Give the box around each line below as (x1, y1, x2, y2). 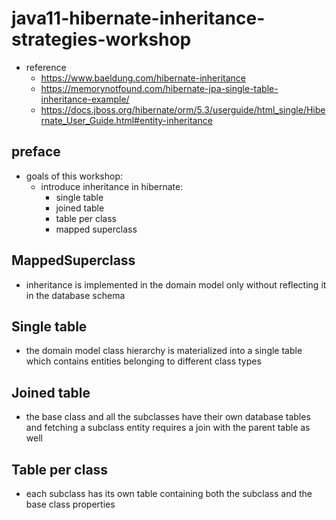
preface (11, 143, 61, 161)
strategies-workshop (11, 28, 192, 51)
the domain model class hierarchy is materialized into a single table (25, 345, 303, 357)
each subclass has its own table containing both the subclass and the (25, 488, 313, 499)
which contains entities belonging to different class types (25, 355, 262, 367)
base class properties (25, 498, 116, 510)
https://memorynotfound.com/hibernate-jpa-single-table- (40, 82, 279, 94)
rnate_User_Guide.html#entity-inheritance (40, 114, 213, 126)
